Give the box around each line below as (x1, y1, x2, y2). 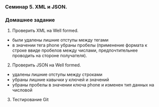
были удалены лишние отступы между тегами (12, 37, 109, 43)
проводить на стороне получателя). (12, 53, 87, 59)
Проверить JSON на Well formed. (12, 62, 81, 68)
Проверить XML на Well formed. (12, 28, 79, 34)
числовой (12, 87, 33, 93)
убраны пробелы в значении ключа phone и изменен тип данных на (12, 82, 155, 88)
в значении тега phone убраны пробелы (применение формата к (12, 43, 148, 48)
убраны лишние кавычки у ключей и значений (12, 77, 109, 83)
